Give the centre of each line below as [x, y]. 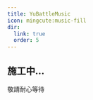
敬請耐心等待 [26, 89]
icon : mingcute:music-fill [47, 21]
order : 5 [26, 40]
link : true [30, 34]
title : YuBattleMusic [39, 14]
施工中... [26, 71]
